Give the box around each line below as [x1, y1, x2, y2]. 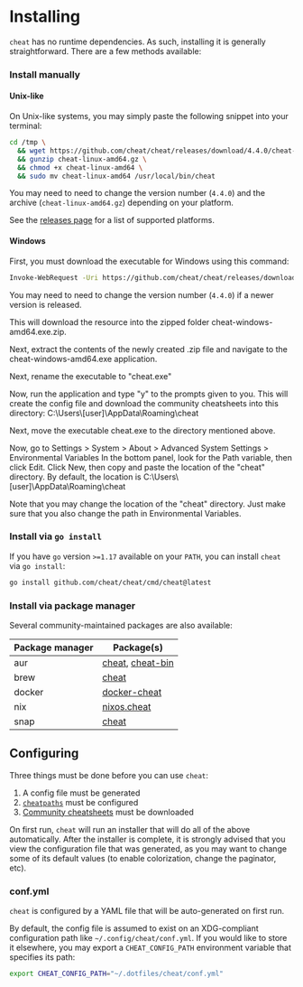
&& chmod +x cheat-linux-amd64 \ [17, 163, 143, 172]
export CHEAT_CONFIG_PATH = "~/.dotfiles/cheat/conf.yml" [9, 969, 224, 979]
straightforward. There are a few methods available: [9, 45, 202, 56]
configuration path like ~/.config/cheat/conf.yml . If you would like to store [9, 933, 288, 944]
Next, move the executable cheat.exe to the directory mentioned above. [9, 424, 276, 435]
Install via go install [9, 530, 102, 543]
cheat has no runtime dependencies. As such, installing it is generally [9, 36, 266, 47]
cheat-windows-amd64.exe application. [9, 353, 158, 364]
